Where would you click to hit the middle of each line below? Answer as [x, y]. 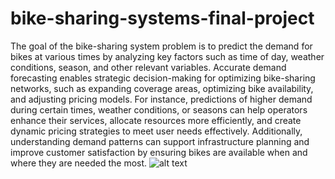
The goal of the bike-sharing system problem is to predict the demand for [161, 46]
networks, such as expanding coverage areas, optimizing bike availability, [162, 88]
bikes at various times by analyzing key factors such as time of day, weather [167, 56]
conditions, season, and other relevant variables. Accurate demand [148, 67]
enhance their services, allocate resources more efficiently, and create [156, 120]
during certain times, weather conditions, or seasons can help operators [159, 109]
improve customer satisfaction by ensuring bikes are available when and [159, 152]
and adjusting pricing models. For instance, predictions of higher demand [161, 99]
